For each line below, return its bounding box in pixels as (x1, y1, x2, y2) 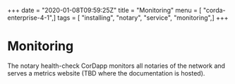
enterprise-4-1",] (7, 13, 56, 22)
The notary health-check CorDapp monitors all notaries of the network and (7, 61, 226, 70)
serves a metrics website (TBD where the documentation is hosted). (7, 68, 205, 77)
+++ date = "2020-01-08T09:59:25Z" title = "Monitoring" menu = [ (7, 6, 202, 14)
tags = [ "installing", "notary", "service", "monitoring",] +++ (57, 13, 229, 22)
